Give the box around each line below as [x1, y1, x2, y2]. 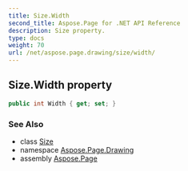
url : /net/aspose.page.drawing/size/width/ [8, 49, 156, 57]
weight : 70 [8, 42, 45, 50]
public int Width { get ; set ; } [8, 99, 116, 108]
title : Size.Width [8, 11, 70, 20]
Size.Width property [8, 78, 113, 92]
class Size [19, 137, 54, 146]
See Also [8, 118, 44, 129]
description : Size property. [8, 26, 106, 34]
